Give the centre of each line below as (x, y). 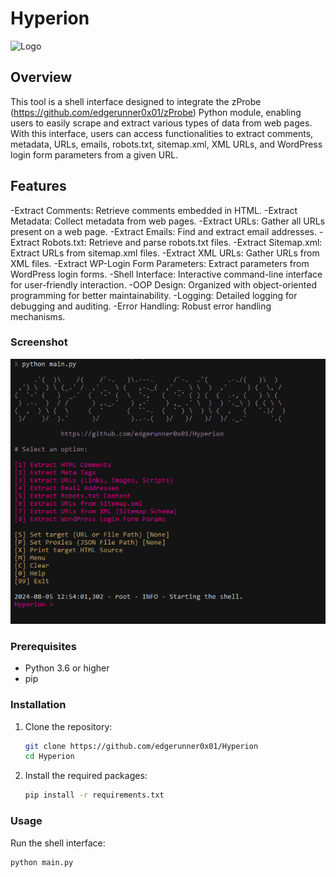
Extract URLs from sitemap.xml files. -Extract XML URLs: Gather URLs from (165, 253)
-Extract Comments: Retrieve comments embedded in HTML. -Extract (154, 210)
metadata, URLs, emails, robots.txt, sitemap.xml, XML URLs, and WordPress (166, 144)
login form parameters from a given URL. (94, 154)
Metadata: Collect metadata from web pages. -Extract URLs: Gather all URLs (168, 221)
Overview (41, 77)
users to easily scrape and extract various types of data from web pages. (161, 123)
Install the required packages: (86, 776)
